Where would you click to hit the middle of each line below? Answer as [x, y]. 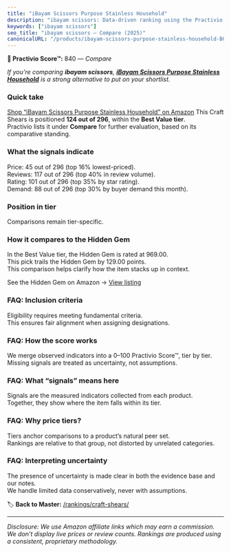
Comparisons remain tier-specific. [55, 222]
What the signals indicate [51, 152]
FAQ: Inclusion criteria [45, 300]
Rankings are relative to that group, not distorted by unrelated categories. [111, 443]
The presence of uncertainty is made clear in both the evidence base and [111, 476]
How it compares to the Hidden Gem [69, 240]
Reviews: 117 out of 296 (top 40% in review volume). [81, 174]
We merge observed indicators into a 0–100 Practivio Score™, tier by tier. [110, 355]
